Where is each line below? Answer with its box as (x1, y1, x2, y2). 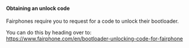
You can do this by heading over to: (6, 29, 92, 36)
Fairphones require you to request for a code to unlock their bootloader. (6, 18, 179, 25)
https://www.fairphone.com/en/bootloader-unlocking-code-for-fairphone (6, 35, 183, 42)
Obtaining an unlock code (6, 5, 70, 12)
